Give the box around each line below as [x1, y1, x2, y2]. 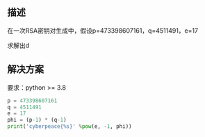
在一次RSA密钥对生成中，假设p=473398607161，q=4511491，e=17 [7, 26, 199, 35]
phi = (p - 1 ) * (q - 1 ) [7, 117, 67, 124]
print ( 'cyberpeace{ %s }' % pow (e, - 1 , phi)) [7, 123, 132, 130]
